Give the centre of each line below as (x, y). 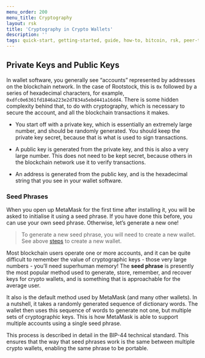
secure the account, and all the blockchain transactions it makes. (88, 112)
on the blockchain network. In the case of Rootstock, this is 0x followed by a (102, 86)
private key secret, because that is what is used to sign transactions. (101, 137)
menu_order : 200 (27, 12)
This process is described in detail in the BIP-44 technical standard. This (98, 335)
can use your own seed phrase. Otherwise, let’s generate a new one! (92, 223)
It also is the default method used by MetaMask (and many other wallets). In (102, 297)
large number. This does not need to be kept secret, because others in (104, 155)
